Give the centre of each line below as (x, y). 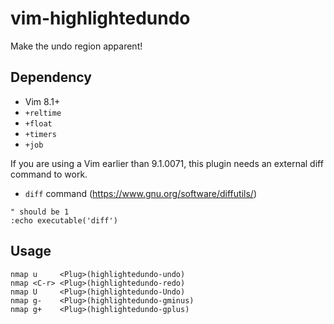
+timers (40, 134)
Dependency (51, 77)
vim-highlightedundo (100, 18)
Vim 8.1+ (42, 101)
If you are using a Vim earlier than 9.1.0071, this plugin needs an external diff (167, 163)
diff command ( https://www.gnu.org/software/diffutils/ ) (140, 193)
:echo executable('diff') (64, 220)
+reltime (43, 113)
